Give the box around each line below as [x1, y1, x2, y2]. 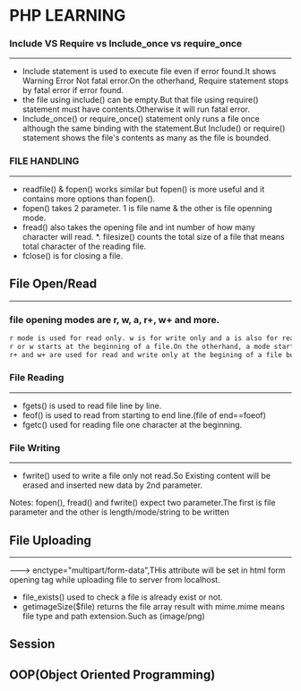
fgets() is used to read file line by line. [21, 400, 162, 411]
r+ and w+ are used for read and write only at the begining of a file [9, 350, 282, 359]
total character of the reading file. [21, 241, 147, 252]
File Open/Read [9, 277, 98, 292]
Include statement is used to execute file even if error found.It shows [21, 66, 277, 77]
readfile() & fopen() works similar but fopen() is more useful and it [21, 183, 265, 194]
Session [9, 636, 56, 652]
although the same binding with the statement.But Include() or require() [21, 123, 286, 134]
